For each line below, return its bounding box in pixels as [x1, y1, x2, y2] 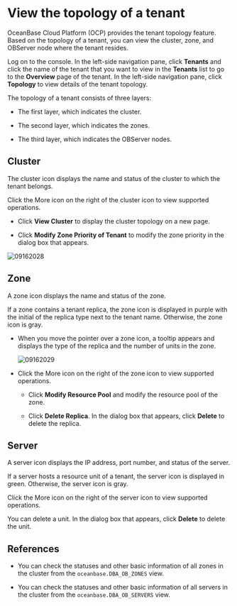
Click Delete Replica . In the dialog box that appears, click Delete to [28, 412, 225, 420]
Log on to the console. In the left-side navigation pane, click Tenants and [7, 57, 221, 65]
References [7, 543, 60, 555]
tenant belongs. [7, 182, 53, 190]
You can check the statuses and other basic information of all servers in [17, 583, 228, 592]
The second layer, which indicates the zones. [17, 121, 150, 129]
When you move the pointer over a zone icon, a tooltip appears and [17, 334, 215, 342]
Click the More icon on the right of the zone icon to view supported [17, 369, 214, 378]
